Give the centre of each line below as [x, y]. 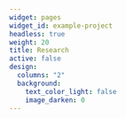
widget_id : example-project [61, 26]
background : [39, 83]
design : [24, 67]
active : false [35, 59]
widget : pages [35, 17]
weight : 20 [29, 42]
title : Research [39, 51]
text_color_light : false [71, 91]
